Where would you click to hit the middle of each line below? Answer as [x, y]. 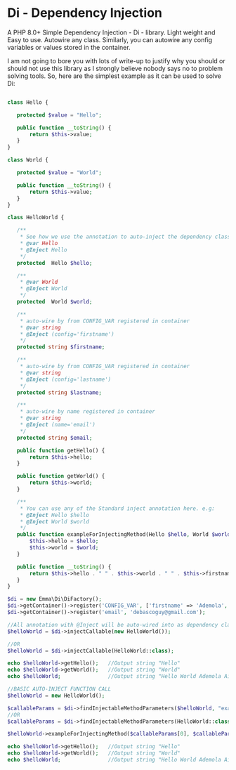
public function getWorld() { [61, 476]
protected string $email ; [54, 438]
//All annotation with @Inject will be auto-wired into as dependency [113, 625]
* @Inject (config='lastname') [66, 379]
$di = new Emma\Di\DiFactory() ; [54, 599]
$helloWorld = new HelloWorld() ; [56, 696]
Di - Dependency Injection [85, 13]
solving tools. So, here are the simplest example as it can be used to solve [114, 76]
